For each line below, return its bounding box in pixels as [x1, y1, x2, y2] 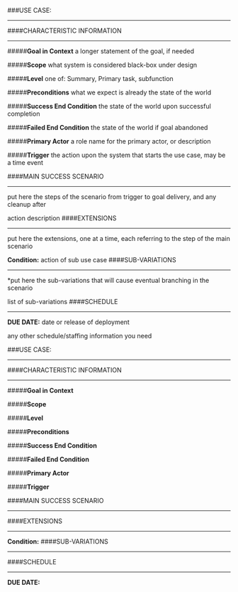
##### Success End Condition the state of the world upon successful [7, 102, 211, 110]
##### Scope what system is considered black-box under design [7, 60, 198, 69]
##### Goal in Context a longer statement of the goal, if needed [7, 47, 195, 55]
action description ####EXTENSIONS [7, 214, 117, 222]
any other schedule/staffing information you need [7, 332, 152, 340]
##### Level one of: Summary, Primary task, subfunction [7, 75, 174, 82]
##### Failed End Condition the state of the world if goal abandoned [7, 124, 208, 131]
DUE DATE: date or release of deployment [7, 318, 130, 326]
